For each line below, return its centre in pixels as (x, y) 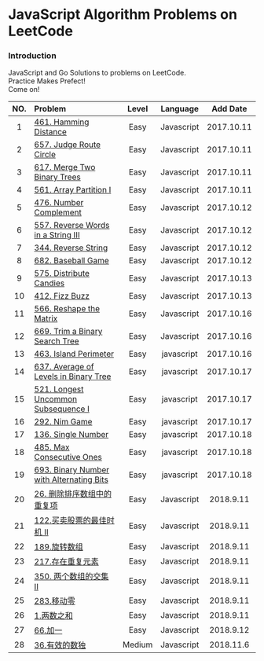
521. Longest (59, 389)
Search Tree (57, 341)
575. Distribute (62, 274)
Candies (49, 283)
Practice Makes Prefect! (47, 81)
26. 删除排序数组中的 (73, 494)
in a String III (57, 235)
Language (180, 109)
